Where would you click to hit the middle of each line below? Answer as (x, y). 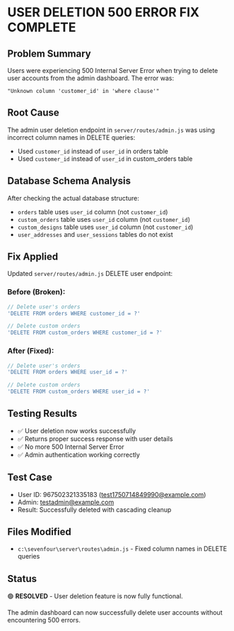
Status (22, 579)
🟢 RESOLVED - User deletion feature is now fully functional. (95, 596)
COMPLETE (42, 27)
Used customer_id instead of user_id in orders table (93, 151)
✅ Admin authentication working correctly (78, 454)
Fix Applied (33, 257)
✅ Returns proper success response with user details (95, 439)
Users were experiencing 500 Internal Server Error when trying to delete (113, 71)
